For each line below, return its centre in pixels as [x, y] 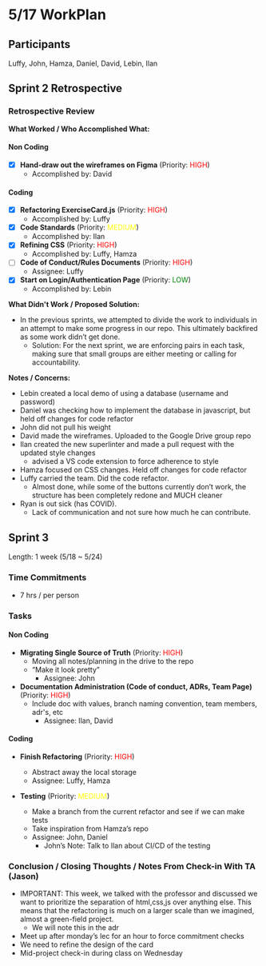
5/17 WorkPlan [57, 15]
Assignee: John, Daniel [69, 836]
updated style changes [58, 453]
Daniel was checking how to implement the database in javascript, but [135, 410]
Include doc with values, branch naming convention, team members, [145, 703]
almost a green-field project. [67, 919]
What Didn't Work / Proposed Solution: [74, 305]
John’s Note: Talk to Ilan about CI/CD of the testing [127, 845]
